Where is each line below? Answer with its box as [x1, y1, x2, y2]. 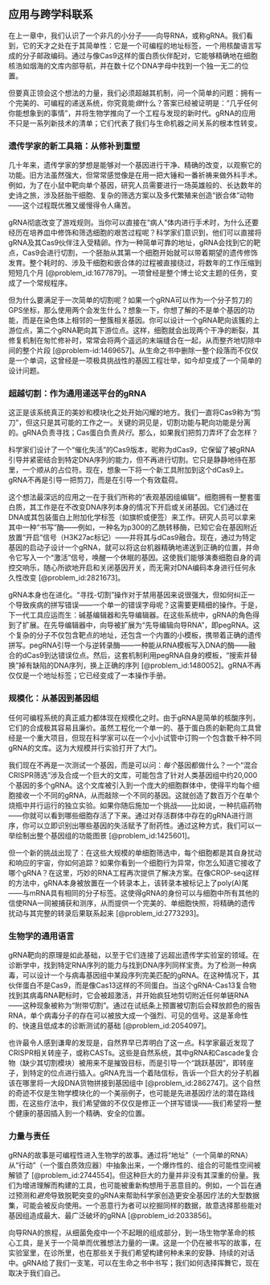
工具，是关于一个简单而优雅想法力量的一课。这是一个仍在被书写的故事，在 [14, 1238, 262, 1248]
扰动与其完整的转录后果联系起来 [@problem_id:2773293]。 [8, 908, 203, 917]
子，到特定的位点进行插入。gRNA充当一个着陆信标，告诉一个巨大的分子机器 [8, 1068, 260, 1078]
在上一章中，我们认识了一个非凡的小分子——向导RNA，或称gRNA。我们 [8, 31, 247, 40]
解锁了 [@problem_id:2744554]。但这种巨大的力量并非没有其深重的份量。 [8, 1171, 253, 1180]
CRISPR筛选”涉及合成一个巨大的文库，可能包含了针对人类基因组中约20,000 [8, 770, 258, 780]
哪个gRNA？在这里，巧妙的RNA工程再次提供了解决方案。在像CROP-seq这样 [8, 867, 260, 877]
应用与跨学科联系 [8, 7, 93, 22]
